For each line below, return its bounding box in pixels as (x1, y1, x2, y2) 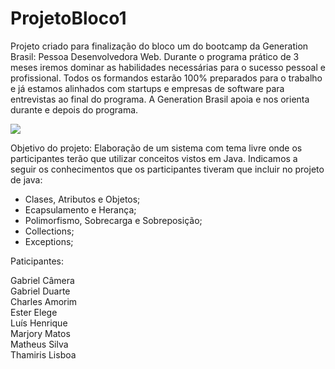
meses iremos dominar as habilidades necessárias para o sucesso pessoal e (10, 61, 326, 73)
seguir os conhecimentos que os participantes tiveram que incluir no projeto (10, 163, 325, 175)
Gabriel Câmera (10, 274, 75, 286)
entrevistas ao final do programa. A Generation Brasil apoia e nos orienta (10, 93, 310, 105)
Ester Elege (10, 306, 58, 318)
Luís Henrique (10, 317, 68, 329)
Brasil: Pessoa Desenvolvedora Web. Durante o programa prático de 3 (10, 50, 300, 62)
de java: (10, 173, 43, 186)
